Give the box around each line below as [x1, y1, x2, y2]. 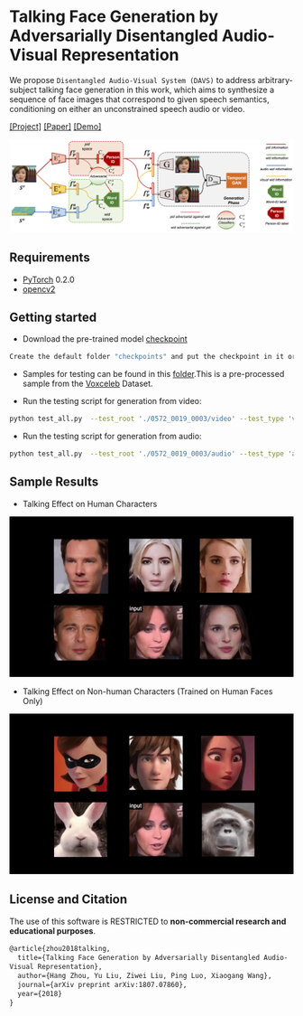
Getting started [9, 310, 97, 325]
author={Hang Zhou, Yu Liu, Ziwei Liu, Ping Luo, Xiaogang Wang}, [17, 971, 272, 980]
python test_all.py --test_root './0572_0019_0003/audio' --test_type [9, 449, 284, 458]
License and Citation [9, 892, 128, 908]
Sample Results [9, 475, 99, 490]
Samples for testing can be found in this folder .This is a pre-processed [22, 369, 285, 380]
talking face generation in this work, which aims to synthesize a [39, 84, 275, 95]
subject [9, 84, 38, 95]
